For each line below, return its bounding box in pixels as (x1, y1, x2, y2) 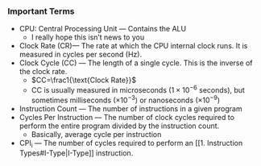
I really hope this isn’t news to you (31, 32, 145, 42)
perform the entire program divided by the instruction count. (19, 121, 220, 131)
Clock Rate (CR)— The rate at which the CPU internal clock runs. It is (19, 41, 248, 51)
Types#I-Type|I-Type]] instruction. (19, 148, 134, 158)
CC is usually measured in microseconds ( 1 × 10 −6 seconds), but (31, 84, 245, 94)
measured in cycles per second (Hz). (19, 50, 143, 60)
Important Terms (7, 6, 75, 17)
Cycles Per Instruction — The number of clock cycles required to (19, 112, 235, 122)
